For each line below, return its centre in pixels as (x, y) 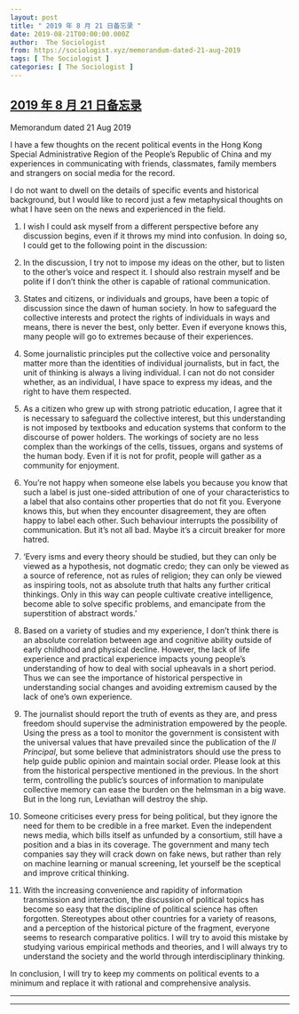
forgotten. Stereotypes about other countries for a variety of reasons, (150, 918)
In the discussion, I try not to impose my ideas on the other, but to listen (153, 262)
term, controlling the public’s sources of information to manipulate (143, 780)
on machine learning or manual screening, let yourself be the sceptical (152, 863)
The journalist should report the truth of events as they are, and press (150, 713)
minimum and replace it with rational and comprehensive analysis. (131, 983)
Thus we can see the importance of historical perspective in (133, 678)
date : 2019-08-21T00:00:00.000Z (70, 34)
